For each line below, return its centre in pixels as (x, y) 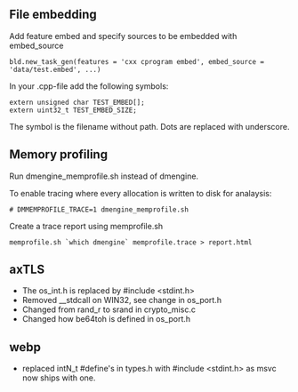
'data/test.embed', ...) (55, 69)
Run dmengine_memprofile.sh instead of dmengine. (104, 176)
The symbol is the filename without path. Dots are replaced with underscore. (149, 126)
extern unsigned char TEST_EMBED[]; (77, 102)
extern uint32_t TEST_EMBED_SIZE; (73, 110)
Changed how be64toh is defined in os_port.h (106, 319)
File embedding (53, 15)
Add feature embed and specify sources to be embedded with (123, 36)
